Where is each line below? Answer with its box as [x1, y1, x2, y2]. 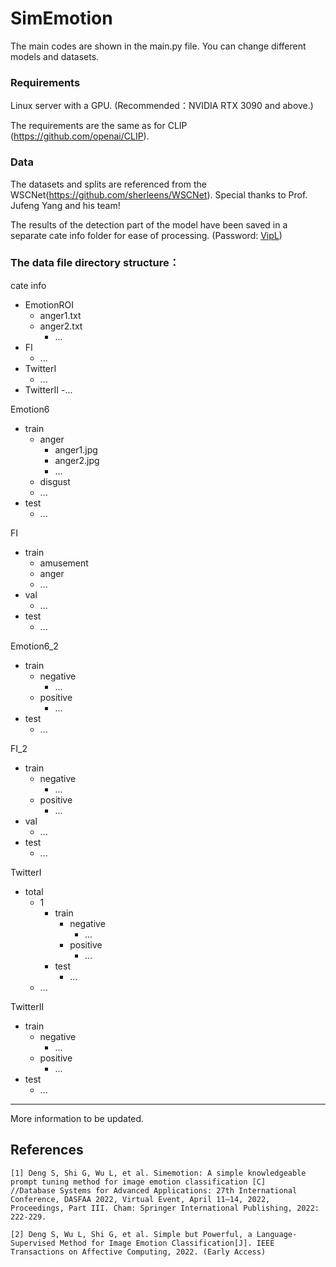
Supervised [10, 1238, 56, 1248]
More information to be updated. [10, 1112, 145, 1124]
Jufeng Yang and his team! [10, 199, 121, 211]
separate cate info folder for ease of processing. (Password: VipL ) [10, 229, 283, 241]
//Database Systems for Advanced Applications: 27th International [10, 1185, 298, 1196]
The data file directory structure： [10, 256, 180, 270]
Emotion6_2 [10, 640, 59, 652]
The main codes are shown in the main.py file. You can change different [10, 40, 307, 52]
